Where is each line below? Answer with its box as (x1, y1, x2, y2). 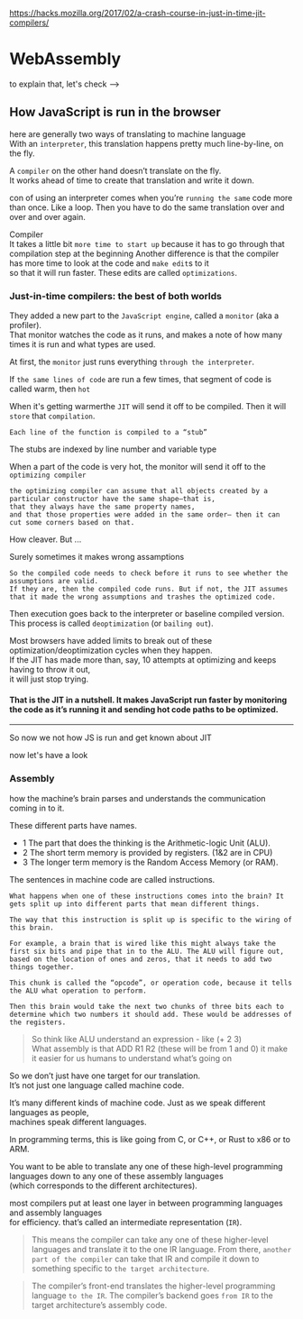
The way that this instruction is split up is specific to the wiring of (9, 915, 293, 924)
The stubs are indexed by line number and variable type (9, 444, 217, 454)
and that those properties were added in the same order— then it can (9, 510, 280, 519)
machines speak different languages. (9, 1116, 147, 1127)
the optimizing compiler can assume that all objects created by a (9, 487, 269, 496)
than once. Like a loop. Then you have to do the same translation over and (9, 202, 285, 213)
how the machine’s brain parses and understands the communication (9, 792, 266, 803)
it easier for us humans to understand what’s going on (31, 1052, 233, 1063)
